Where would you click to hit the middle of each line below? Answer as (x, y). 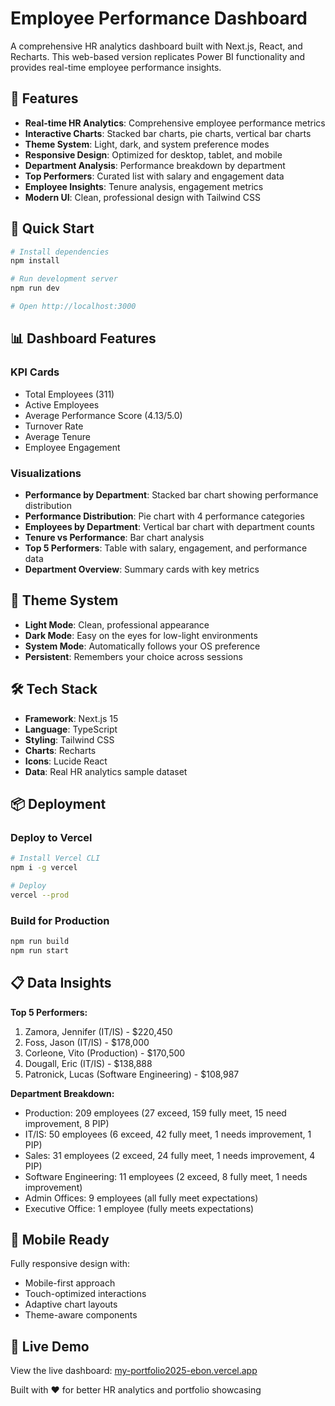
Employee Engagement (72, 447)
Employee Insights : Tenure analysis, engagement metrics (144, 186)
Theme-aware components (81, 1315)
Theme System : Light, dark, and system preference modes (147, 144)
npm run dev (35, 288)
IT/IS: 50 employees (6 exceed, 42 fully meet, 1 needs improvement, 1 (168, 1134)
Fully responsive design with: (70, 1264)
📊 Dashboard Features (83, 338)
